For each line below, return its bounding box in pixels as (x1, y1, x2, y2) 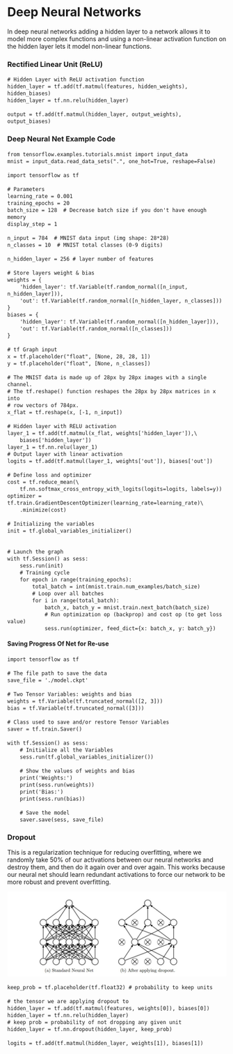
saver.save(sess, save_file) (19, 816, 104, 823)
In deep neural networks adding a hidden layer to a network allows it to (7, 27, 211, 36)
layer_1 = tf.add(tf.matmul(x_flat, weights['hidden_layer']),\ (7, 429, 198, 436)
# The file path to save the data (7, 670, 108, 677)
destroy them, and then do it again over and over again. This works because (7, 863, 225, 871)
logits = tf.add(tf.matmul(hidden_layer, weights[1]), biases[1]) (7, 1039, 204, 1046)
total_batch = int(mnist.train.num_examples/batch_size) (32, 583, 200, 590)
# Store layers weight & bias (7, 269, 95, 276)
